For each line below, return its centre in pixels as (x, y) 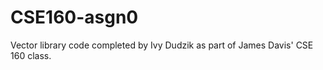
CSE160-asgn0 (74, 17)
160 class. (31, 55)
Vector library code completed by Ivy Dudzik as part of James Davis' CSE (162, 45)
